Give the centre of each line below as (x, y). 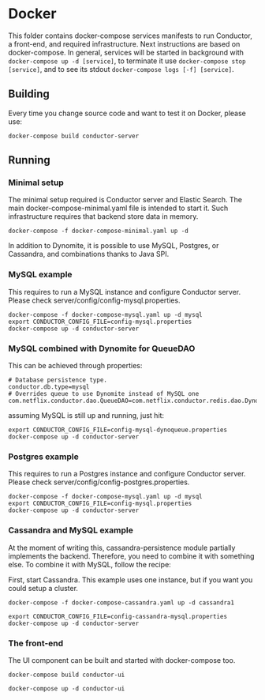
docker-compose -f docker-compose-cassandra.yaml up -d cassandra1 (121, 602)
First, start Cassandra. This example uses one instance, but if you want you (131, 580)
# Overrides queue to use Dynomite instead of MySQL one (104, 394)
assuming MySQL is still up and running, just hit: (86, 416)
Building (29, 94)
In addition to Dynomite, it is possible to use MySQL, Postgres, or (114, 246)
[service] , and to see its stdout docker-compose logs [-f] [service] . (121, 69)
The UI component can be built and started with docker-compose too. (122, 660)
